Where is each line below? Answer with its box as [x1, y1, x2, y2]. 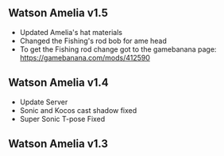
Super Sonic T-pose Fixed [19, 114, 106, 123]
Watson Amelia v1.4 [8, 76, 109, 90]
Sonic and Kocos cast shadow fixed [19, 105, 137, 115]
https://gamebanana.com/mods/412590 [19, 53, 151, 62]
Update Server [19, 97, 68, 107]
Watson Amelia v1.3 [8, 137, 109, 150]
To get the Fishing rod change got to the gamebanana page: [19, 44, 217, 54]
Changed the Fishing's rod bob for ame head [19, 36, 167, 45]
